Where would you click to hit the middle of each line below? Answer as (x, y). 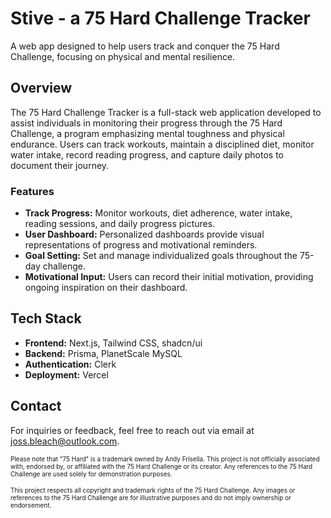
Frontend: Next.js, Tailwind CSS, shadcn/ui (113, 343)
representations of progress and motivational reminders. (141, 245)
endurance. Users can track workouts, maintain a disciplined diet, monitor (162, 144)
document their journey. (60, 165)
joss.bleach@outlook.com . (65, 441)
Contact (36, 406)
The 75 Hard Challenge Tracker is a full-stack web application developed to (166, 112)
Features (32, 191)
